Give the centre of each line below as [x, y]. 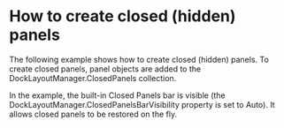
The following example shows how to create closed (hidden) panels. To [139, 59]
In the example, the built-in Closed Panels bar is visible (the [117, 95]
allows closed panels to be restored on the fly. [93, 114]
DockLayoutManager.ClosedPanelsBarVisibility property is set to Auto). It [142, 104]
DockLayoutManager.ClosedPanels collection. [93, 78]
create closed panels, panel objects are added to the [105, 69]
